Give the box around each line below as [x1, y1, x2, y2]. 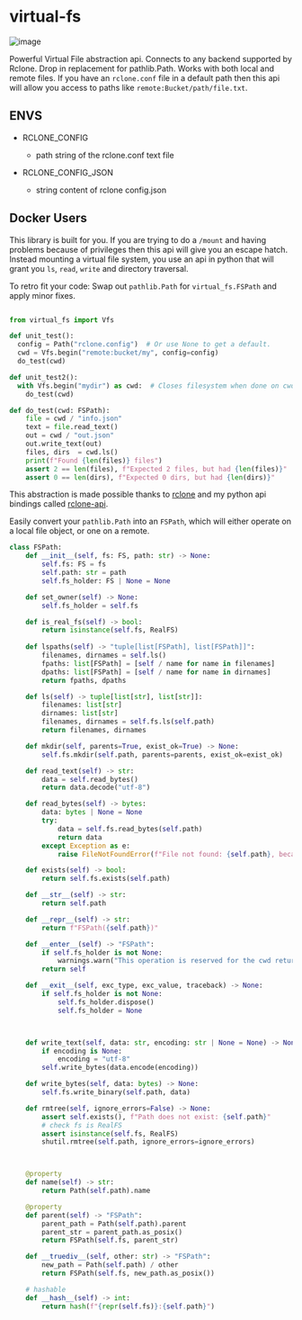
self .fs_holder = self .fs [41, 601, 139, 610]
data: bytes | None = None [41, 808, 143, 817]
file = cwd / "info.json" [25, 414, 123, 424]
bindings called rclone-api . [9, 498, 109, 509]
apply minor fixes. [9, 290, 76, 301]
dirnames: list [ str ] [41, 709, 119, 718]
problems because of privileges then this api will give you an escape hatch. [9, 244, 289, 255]
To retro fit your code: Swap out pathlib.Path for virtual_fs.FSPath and [9, 281, 277, 292]
